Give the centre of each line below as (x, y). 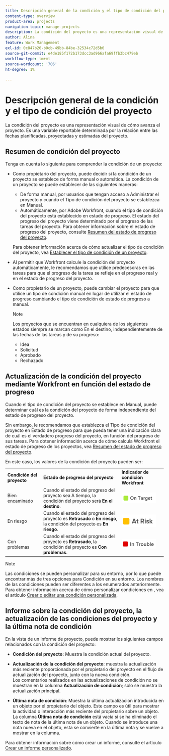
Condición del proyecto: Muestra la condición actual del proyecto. (81, 654)
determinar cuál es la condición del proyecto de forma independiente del (80, 410)
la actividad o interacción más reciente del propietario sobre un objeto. (86, 711)
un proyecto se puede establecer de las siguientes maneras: (75, 184)
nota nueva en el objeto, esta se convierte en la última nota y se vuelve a (88, 727)
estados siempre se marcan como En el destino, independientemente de (88, 329)
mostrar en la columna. (36, 733)
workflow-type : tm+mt (28, 59)
